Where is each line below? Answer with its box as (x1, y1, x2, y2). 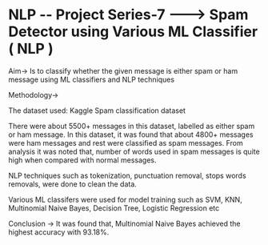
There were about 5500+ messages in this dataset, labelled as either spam (8, 121, 255, 131)
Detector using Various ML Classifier (8, 22, 258, 41)
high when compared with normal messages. (8, 155, 158, 165)
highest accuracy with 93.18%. (8, 227, 110, 237)
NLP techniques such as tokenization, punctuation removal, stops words (8, 171, 246, 180)
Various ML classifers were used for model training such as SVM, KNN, (8, 195, 242, 204)
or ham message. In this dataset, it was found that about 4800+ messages (8, 130, 254, 139)
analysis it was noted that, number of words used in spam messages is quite (8, 147, 260, 156)
